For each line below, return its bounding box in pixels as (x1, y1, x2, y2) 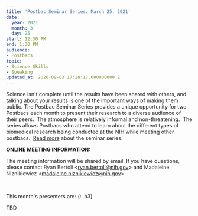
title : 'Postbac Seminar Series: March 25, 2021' (6, 8, 131, 15)
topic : (6, 58, 22, 64)
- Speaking (6, 69, 33, 75)
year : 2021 (11, 19, 38, 25)
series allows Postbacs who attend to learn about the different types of (6, 122, 179, 129)
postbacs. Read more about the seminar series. (6, 135, 123, 142)
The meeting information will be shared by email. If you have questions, (6, 158, 180, 165)
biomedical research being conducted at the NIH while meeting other (6, 128, 174, 136)
